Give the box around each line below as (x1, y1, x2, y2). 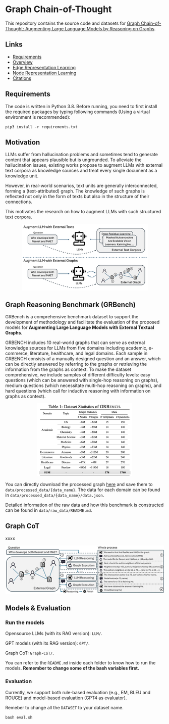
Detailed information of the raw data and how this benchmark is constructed (5, 502, 164, 508)
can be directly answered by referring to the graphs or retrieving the (5, 361, 147, 367)
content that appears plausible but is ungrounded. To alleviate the (5, 157, 142, 163)
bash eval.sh (5, 715, 33, 720)
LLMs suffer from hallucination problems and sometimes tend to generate (5, 152, 158, 158)
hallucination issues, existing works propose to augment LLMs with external (5, 162, 163, 168)
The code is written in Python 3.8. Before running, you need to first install (5, 103, 157, 109)
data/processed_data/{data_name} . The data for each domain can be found (5, 487, 160, 493)
